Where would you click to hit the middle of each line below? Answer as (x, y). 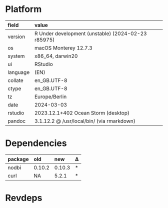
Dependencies (36, 143)
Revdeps (24, 198)
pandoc (17, 121)
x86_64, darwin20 (56, 56)
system (16, 56)
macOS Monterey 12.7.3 (63, 47)
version (16, 36)
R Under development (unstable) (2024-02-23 (90, 33)
